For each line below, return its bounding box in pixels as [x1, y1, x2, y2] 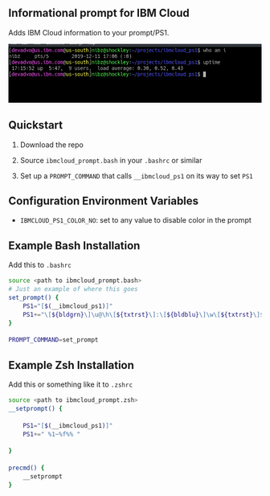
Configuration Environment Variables [8, 194, 199, 207]
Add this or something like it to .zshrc [8, 379, 133, 389]
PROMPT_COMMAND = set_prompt [8, 336, 99, 344]
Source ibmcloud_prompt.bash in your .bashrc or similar [19, 155, 202, 165]
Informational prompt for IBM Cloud [8, 6, 190, 20]
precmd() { [8, 464, 45, 472]
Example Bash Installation [8, 239, 141, 252]
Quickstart [8, 118, 63, 132]
